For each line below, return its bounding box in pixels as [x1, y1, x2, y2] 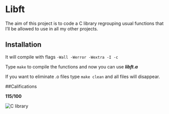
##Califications [5, 83, 37, 89]
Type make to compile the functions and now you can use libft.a [5, 63, 138, 69]
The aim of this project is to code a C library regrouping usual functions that [5, 20, 164, 26]
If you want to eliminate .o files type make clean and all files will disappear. [5, 73, 160, 80]
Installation [5, 41, 42, 49]
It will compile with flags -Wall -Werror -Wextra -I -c [5, 54, 118, 60]
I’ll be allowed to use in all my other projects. [5, 25, 98, 31]
